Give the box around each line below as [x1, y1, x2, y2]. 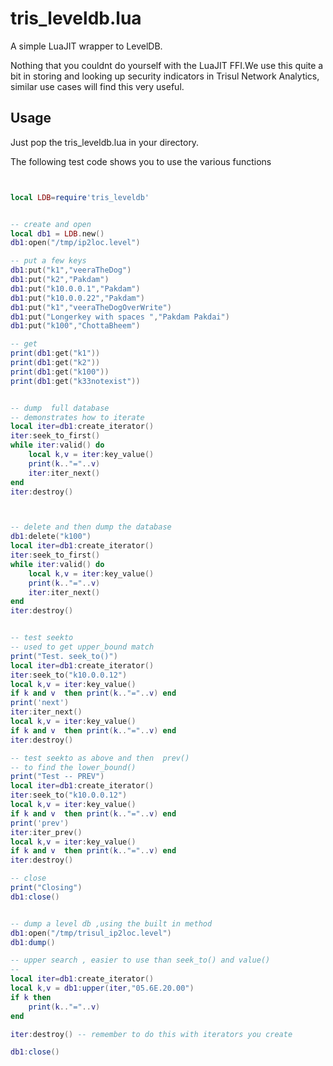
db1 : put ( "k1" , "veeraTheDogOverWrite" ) [10, 302, 172, 312]
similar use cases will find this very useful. [10, 80, 185, 92]
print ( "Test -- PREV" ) [10, 772, 105, 782]
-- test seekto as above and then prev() [10, 753, 190, 763]
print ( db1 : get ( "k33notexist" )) [10, 376, 141, 386]
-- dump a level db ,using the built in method [10, 918, 213, 929]
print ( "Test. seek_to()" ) [10, 651, 118, 661]
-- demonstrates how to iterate [10, 412, 145, 422]
